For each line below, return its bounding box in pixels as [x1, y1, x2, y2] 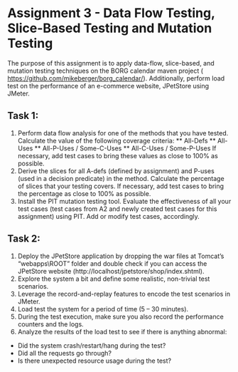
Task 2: [7, 233, 40, 245]
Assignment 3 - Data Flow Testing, [7, 5, 215, 21]
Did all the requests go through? [17, 348, 112, 357]
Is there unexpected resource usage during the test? [17, 356, 172, 365]
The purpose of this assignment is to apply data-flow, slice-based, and [7, 58, 215, 67]
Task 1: [7, 110, 39, 122]
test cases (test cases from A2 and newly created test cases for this [17, 205, 217, 213]
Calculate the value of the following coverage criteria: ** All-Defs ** [17, 136, 216, 145]
